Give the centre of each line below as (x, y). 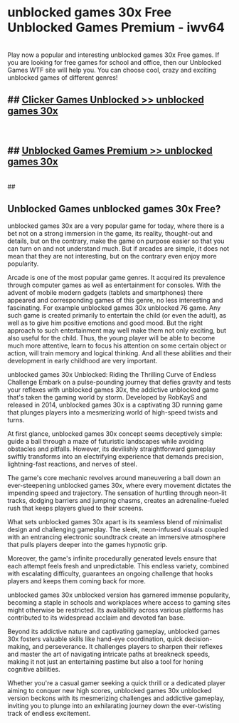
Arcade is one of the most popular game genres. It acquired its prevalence (116, 278)
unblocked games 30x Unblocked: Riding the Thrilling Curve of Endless (112, 375)
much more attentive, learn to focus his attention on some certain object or (117, 345)
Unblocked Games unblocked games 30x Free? (114, 208)
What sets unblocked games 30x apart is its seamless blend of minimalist (115, 522)
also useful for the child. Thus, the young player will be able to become (111, 338)
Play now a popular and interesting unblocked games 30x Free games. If (113, 55)
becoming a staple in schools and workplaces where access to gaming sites (119, 603)
